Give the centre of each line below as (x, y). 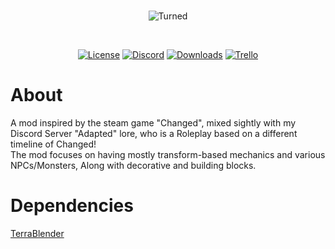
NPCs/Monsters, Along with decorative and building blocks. (133, 165)
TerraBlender (37, 233)
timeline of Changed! (53, 144)
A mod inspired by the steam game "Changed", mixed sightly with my (153, 122)
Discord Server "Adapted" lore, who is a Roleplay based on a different (154, 133)
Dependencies (72, 206)
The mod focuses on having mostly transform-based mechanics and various (168, 154)
